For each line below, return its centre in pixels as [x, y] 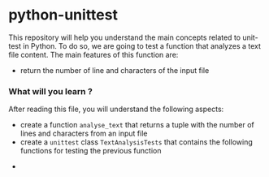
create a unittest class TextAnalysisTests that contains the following [137, 142]
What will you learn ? [51, 91]
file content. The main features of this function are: [93, 54]
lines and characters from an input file [84, 134]
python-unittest [63, 15]
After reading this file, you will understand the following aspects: [116, 109]
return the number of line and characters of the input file [115, 70]
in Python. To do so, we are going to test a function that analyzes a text [142, 45]
